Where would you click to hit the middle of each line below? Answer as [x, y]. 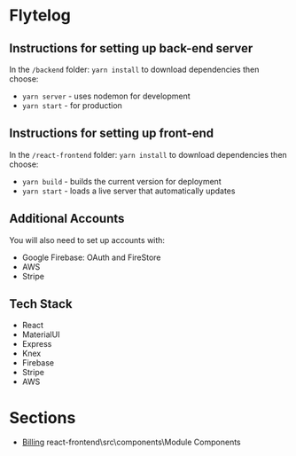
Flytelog [40, 16]
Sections [43, 417]
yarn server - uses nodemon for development [106, 96]
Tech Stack [41, 304]
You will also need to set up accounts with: [87, 240]
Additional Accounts [67, 219]
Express [37, 344]
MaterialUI [41, 334]
